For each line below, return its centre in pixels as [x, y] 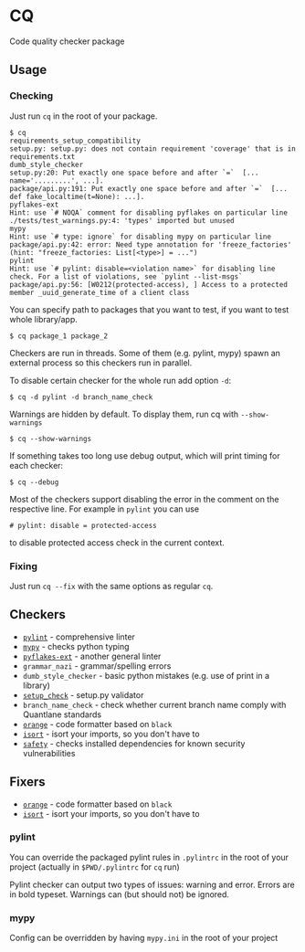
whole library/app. [43, 319]
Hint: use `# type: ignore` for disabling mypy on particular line [141, 237]
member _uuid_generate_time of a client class [100, 292]
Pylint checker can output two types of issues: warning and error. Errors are [152, 884]
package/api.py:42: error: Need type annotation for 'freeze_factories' [151, 244]
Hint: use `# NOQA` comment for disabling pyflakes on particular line [148, 212]
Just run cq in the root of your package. [84, 116]
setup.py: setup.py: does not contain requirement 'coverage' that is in [153, 148]
